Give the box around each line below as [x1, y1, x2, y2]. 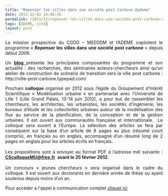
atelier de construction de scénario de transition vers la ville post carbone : [5, 70, 163, 76]
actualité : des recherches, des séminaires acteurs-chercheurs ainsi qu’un [5, 65, 163, 71]
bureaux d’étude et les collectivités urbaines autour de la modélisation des [5, 107, 163, 113]
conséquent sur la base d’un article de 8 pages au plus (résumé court [5, 128, 163, 134]
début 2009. [5, 50, 31, 56]
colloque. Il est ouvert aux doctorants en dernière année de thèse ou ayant [5, 170, 163, 176]
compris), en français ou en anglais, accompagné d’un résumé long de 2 [5, 133, 163, 139]
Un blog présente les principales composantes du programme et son [5, 60, 163, 66]
